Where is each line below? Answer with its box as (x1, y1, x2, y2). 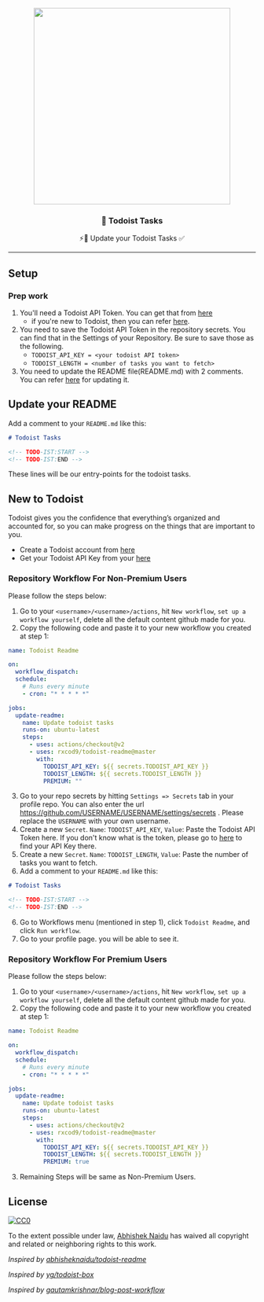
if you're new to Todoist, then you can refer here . (31, 316, 190, 325)
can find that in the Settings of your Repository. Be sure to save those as (19, 333, 254, 342)
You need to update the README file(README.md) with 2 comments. (19, 366, 244, 376)
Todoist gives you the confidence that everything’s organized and (8, 513, 221, 523)
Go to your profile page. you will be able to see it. (19, 934, 179, 943)
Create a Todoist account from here (19, 545, 135, 554)
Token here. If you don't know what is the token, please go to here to (19, 833, 243, 843)
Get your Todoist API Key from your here (19, 554, 151, 563)
